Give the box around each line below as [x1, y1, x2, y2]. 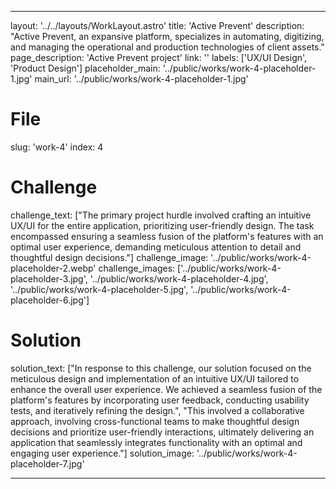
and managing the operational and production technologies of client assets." [10, 41, 325, 53]
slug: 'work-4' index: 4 [10, 141, 104, 153]
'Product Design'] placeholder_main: [10, 62, 161, 74]
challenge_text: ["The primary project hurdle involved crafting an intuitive [10, 209, 312, 221]
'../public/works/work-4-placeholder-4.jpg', [89, 272, 269, 285]
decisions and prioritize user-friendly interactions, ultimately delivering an [10, 426, 315, 438]
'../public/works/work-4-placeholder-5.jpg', [10, 283, 189, 295]
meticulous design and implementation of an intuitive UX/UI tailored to [10, 372, 300, 385]
